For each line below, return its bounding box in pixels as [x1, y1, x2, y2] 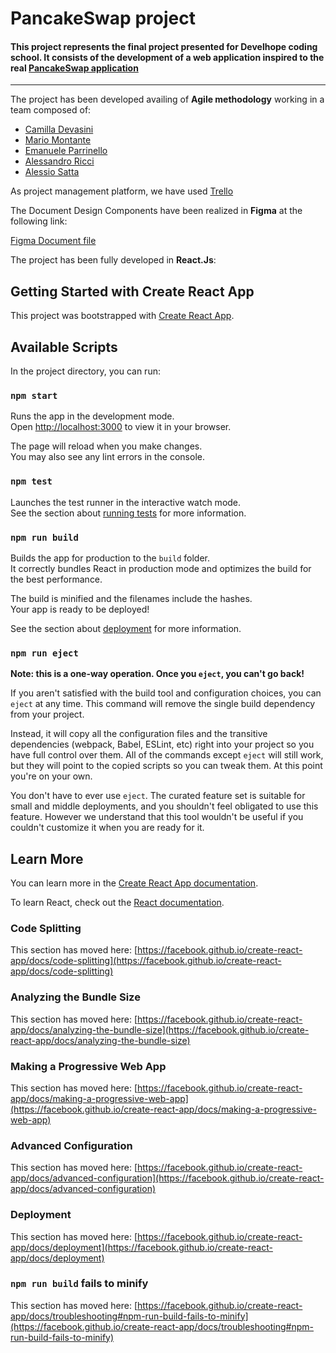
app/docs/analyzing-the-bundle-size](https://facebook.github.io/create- [10, 1023, 310, 1036]
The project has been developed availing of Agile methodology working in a [10, 93, 325, 106]
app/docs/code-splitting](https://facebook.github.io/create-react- [10, 955, 282, 967]
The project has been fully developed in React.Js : [10, 254, 217, 266]
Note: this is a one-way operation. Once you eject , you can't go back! [10, 668, 305, 680]
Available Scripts [10, 338, 118, 356]
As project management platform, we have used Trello [10, 185, 234, 197]
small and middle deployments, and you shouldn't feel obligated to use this [10, 800, 319, 812]
